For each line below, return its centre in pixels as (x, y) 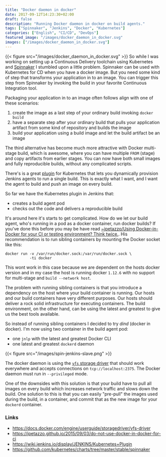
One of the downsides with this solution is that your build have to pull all (79, 383)
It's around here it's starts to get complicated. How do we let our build (77, 218)
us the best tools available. (32, 314)
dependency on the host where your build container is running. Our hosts (80, 293)
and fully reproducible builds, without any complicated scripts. (69, 164)
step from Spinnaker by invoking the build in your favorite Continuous (76, 83)
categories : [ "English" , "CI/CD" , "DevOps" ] (52, 33)
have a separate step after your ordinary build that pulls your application (86, 122)
